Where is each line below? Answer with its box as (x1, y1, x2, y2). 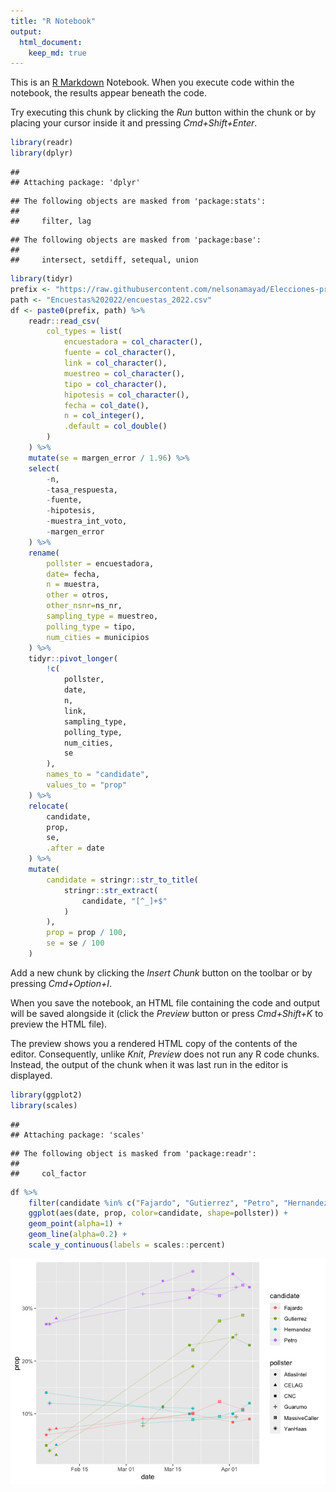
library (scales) (10, 1100, 78, 1110)
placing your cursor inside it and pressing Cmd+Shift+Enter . (10, 117, 258, 129)
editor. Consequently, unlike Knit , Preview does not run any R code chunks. (10, 1048, 320, 1060)
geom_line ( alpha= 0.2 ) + (28, 1230, 128, 1240)
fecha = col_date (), (63, 400, 150, 410)
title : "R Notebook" (10, 16, 97, 26)
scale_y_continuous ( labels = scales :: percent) (28, 1240, 226, 1250)
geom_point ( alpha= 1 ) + (28, 1219, 123, 1229)
